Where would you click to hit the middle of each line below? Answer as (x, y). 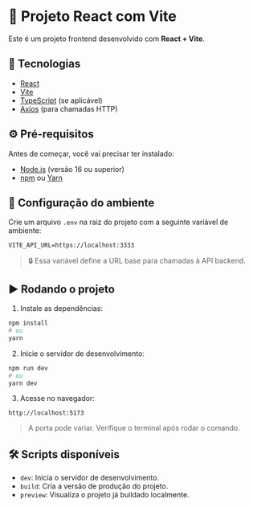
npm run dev (28, 368)
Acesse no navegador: (57, 399)
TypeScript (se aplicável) (61, 100)
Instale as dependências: (61, 309)
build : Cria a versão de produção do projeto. (94, 486)
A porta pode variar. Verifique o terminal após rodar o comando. (134, 428)
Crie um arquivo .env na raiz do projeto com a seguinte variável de (118, 222)
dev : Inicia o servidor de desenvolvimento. (89, 478)
